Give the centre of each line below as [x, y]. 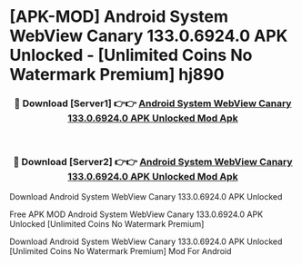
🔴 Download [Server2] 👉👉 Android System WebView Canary [153, 162]
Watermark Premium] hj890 [117, 75]
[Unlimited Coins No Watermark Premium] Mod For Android [121, 250]
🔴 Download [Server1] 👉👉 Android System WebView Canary [153, 103]
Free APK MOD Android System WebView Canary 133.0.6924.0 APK [136, 214]
